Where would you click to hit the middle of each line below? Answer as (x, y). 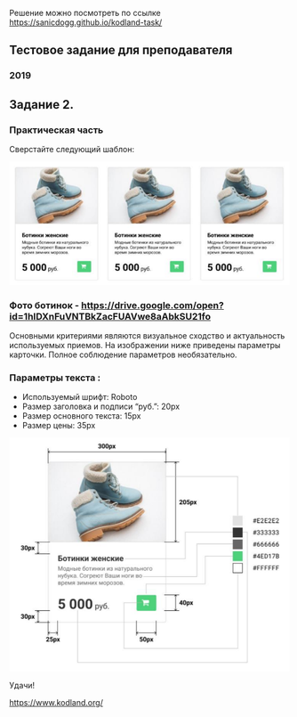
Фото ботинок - (44, 305)
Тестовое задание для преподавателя (121, 50)
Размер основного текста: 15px (81, 416)
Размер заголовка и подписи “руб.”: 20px (101, 407)
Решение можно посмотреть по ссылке (85, 13)
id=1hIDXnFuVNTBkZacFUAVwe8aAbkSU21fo (110, 316)
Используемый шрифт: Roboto (80, 397)
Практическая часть (56, 130)
